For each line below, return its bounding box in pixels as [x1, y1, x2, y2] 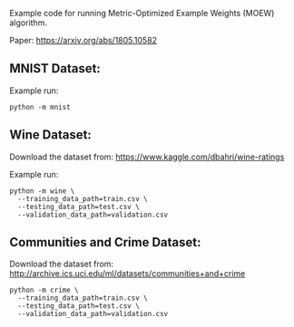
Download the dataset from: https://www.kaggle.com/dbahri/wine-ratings [9, 151, 285, 162]
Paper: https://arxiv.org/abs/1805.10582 [9, 35, 157, 45]
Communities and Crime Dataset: [9, 235, 201, 250]
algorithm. [9, 17, 48, 28]
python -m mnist [9, 102, 71, 111]
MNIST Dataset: [9, 61, 102, 76]
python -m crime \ [9, 285, 79, 295]
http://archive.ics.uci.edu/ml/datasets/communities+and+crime [9, 268, 246, 279]
